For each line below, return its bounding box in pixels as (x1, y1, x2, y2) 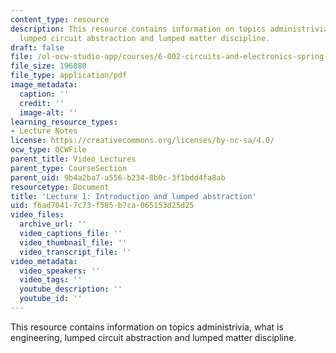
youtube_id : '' (19, 294, 83, 304)
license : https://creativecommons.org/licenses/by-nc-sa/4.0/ (10, 136, 275, 146)
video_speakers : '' (19, 266, 101, 276)
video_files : (10, 210, 65, 220)
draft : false (10, 42, 65, 53)
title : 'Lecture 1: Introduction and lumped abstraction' (10, 191, 257, 201)
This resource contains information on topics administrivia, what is (10, 321, 284, 333)
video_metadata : (10, 256, 78, 266)
